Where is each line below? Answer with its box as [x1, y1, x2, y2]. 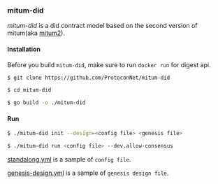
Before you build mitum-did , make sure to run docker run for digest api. [7, 60, 211, 69]
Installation [7, 45, 41, 53]
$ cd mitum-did [7, 87, 52, 94]
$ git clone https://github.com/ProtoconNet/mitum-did [7, 74, 170, 81]
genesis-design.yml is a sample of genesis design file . [7, 169, 169, 177]
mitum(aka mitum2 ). [7, 29, 65, 37]
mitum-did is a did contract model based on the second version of [7, 22, 198, 30]
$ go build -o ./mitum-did [7, 99, 86, 106]
